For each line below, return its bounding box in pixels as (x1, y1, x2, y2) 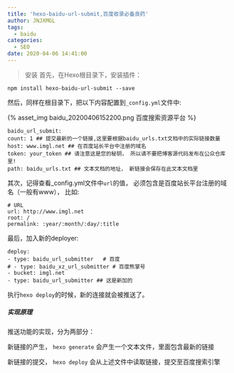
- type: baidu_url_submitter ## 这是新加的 (7, 277, 133, 284)
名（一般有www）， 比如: (7, 187, 80, 196)
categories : (7, 37, 43, 44)
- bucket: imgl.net (7, 269, 65, 276)
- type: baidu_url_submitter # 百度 (7, 256, 120, 263)
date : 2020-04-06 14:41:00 (7, 51, 87, 58)
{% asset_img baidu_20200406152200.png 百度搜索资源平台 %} (7, 113, 197, 122)
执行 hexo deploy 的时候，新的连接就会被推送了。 (7, 290, 149, 299)
